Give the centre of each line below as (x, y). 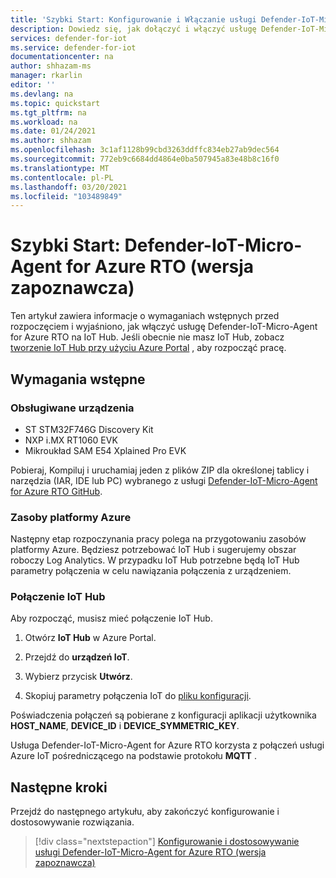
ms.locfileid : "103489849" (66, 196)
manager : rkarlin (46, 76)
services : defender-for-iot (69, 38)
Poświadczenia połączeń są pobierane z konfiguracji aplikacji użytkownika (163, 715)
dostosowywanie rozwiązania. (72, 822)
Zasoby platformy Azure (71, 517)
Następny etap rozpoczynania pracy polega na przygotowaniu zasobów (158, 539)
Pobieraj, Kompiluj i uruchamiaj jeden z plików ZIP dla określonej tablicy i (160, 470)
